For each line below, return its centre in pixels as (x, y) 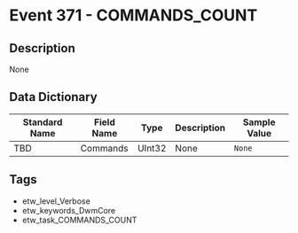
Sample (259, 122)
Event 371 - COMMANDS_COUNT (133, 16)
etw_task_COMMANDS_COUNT (79, 220)
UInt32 (152, 148)
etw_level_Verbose (56, 201)
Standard (43, 122)
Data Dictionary (53, 97)
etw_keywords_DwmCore (69, 210)
